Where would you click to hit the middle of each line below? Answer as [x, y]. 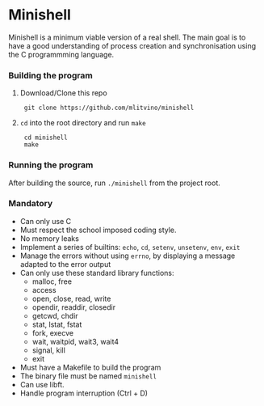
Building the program [50, 75]
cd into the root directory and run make [83, 123]
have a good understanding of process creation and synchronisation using [132, 45]
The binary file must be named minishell [88, 376]
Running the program [51, 165]
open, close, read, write [71, 298]
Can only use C [46, 221]
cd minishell [46, 138]
